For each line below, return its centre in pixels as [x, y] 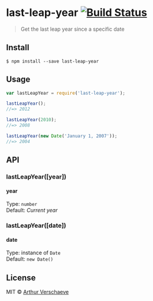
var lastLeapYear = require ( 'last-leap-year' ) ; [66, 93]
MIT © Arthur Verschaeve [38, 292]
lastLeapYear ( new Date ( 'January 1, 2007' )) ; [62, 136]
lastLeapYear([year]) [36, 177]
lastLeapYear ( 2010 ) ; [32, 120]
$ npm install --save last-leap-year [53, 61]
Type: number [22, 204]
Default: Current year [32, 211]
